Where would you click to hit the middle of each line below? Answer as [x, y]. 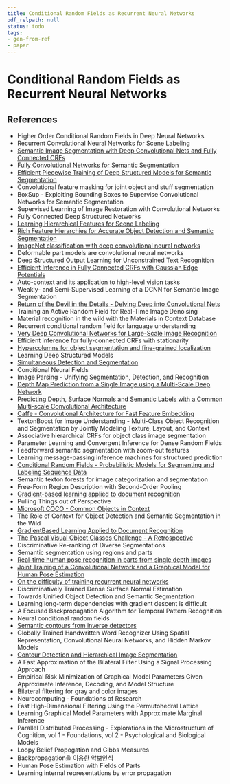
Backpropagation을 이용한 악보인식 [65, 758]
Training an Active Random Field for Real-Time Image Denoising [107, 311]
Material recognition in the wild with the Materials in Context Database [116, 318]
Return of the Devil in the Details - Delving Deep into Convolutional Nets [119, 304]
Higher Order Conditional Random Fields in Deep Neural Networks [111, 136]
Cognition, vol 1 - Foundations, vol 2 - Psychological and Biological [111, 735]
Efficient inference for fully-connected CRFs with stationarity [103, 340]
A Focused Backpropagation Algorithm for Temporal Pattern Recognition [119, 611]
